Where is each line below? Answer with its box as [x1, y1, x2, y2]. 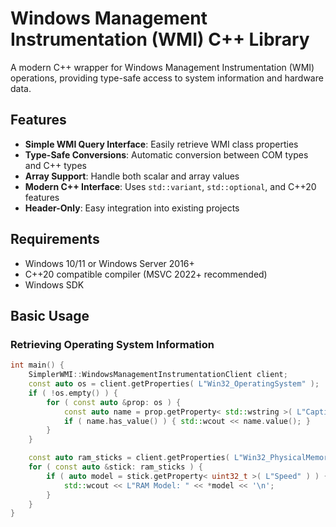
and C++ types [24, 159, 87, 171]
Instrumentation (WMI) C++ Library [10, 28, 310, 51]
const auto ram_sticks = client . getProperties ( [28, 453, 230, 463]
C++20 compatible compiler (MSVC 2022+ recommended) [24, 268, 268, 280]
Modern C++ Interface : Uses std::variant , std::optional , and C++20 [24, 180, 317, 192]
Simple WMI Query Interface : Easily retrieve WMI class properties [24, 138, 299, 150]
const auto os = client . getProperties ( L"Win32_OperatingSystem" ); [28, 379, 320, 389]
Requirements [10, 231, 100, 248]
